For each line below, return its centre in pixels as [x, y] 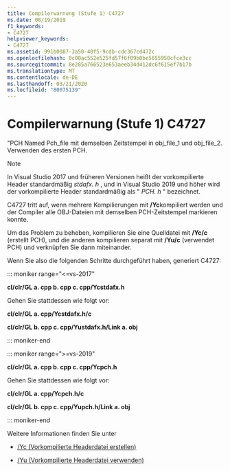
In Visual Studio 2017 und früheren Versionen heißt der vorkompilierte [106, 177]
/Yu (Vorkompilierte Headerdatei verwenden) [80, 460]
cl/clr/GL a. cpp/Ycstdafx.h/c [49, 314]
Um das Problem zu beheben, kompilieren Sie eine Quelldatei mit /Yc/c [107, 233]
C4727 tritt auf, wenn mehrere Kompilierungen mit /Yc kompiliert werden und [115, 205]
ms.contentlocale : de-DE [43, 77]
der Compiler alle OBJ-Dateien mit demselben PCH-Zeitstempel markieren [112, 212]
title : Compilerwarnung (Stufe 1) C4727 [66, 13]
